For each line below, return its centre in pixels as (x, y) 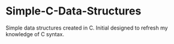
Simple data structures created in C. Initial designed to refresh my (87, 28)
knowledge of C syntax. (35, 34)
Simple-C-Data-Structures (73, 11)
